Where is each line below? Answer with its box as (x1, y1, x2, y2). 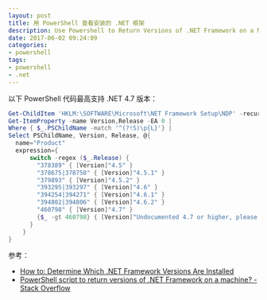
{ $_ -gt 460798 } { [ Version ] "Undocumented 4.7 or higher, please (37, 212, 258, 221)
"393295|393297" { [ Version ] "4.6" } (37, 184, 158, 192)
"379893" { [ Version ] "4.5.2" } (37, 176, 141, 184)
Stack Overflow (19, 283, 72, 293)
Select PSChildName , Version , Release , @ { (8, 132, 151, 140)
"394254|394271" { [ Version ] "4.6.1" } (37, 191, 165, 199)
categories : (8, 41, 48, 49)
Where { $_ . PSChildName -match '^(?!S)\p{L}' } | (8, 124, 172, 132)
